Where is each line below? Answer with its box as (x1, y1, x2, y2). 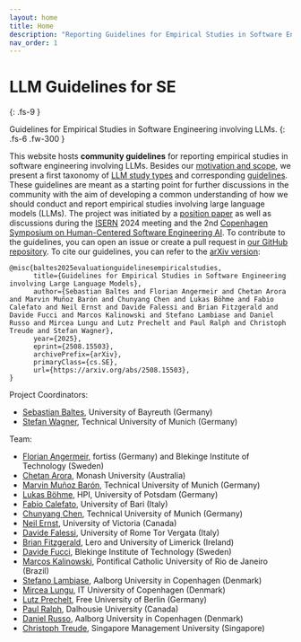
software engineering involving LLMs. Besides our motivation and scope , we (9, 161, 291, 171)
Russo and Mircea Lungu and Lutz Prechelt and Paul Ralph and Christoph (9, 319, 287, 328)
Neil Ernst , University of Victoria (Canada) (21, 518, 177, 529)
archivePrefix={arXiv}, (32, 350, 123, 359)
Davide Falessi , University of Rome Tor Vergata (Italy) (21, 527, 220, 539)
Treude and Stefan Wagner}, (9, 327, 115, 336)
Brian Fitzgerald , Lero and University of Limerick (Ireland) (21, 537, 235, 548)
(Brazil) (21, 566, 49, 576)
